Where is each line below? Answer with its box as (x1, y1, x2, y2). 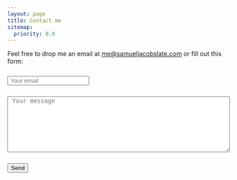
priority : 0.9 (13, 30, 55, 38)
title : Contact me (7, 17, 62, 24)
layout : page (7, 10, 46, 18)
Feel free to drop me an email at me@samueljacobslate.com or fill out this (7, 50, 222, 58)
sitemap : (7, 23, 33, 30)
